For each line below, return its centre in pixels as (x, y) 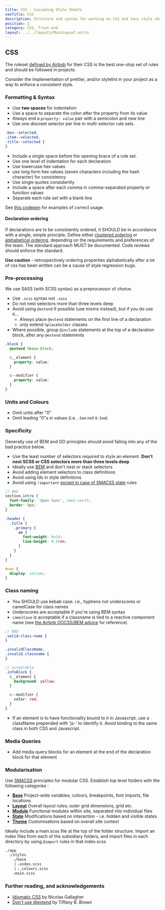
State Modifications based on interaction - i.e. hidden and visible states (84, 816)
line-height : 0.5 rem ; (45, 542)
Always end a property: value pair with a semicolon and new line (78, 118)
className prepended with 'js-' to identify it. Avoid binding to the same (84, 723)
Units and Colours (27, 402)
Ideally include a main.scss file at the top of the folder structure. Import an (80, 831)
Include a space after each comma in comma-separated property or (81, 187)
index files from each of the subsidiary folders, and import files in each (77, 837)
